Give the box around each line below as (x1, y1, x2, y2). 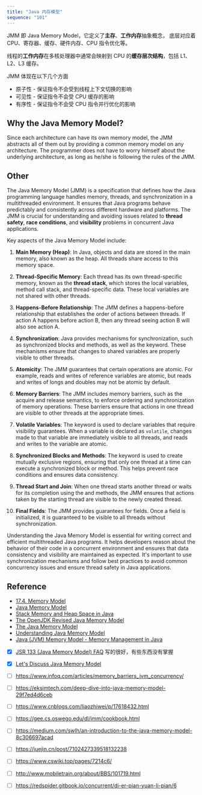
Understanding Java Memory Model (15, 629, 105, 636)
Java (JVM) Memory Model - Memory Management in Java (15, 635, 163, 643)
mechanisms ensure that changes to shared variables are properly (15, 348, 180, 355)
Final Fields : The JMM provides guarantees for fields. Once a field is (15, 507, 186, 515)
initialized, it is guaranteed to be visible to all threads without (15, 514, 166, 521)
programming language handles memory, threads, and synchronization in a (7, 193, 193, 201)
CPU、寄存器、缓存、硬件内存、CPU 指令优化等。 (7, 39, 131, 46)
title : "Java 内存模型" (7, 8, 63, 15)
